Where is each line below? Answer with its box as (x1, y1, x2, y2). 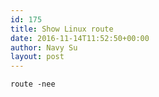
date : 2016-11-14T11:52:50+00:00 (10, 33, 150, 43)
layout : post (10, 52, 65, 62)
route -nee (10, 79, 56, 90)
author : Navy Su (10, 42, 78, 53)
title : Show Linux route (10, 24, 114, 34)
